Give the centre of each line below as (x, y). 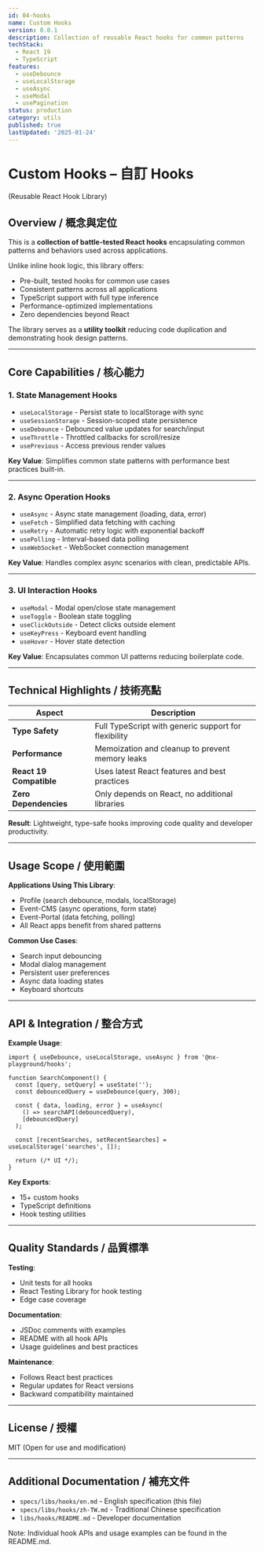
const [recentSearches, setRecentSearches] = (91, 1140)
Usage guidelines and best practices (79, 1347)
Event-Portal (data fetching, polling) (77, 917)
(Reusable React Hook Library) (58, 196)
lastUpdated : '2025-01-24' (52, 132)
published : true (35, 125)
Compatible (34, 781)
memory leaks (121, 758)
